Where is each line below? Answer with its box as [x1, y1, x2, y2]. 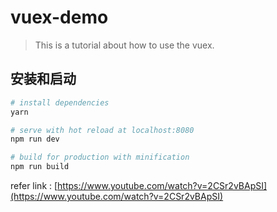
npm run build [10, 162, 70, 172]
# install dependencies [10, 97, 110, 108]
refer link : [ [10, 180, 58, 191]
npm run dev [10, 134, 60, 145]
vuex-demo [10, 6, 109, 29]
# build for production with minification [10, 152, 190, 163]
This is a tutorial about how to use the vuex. [34, 39, 215, 51]
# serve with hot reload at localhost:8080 [10, 125, 195, 135]
